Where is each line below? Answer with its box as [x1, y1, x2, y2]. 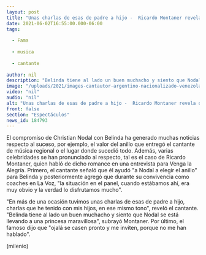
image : [6, 83, 23, 89]
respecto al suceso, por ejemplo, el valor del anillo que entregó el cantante [6, 140, 195, 148]
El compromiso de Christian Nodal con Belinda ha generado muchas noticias [6, 134, 200, 142]
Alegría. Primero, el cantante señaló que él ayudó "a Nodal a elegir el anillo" [6, 167, 197, 174]
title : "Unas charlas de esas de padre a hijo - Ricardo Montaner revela [6, 15, 202, 21]
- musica [12, 49, 34, 55]
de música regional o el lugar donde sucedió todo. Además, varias [6, 147, 174, 154]
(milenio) [6, 243, 29, 250]
